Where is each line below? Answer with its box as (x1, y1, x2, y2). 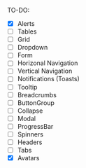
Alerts (17, 20, 35, 27)
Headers (17, 138, 43, 146)
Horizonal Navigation (17, 59, 78, 67)
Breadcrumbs (17, 90, 57, 99)
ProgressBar (17, 122, 54, 130)
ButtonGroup (17, 98, 55, 107)
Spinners (17, 129, 44, 139)
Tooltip (17, 83, 38, 91)
